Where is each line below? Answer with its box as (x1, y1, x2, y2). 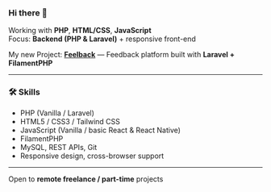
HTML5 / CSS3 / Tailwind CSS (19, 116, 121, 126)
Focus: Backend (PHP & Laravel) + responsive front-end (8, 34, 196, 44)
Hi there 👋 (8, 7, 48, 19)
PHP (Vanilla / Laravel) (19, 108, 95, 118)
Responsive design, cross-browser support (19, 151, 165, 161)
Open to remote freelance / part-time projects (8, 173, 164, 184)
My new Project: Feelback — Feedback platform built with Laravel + (8, 50, 236, 60)
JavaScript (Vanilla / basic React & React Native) (19, 125, 181, 135)
